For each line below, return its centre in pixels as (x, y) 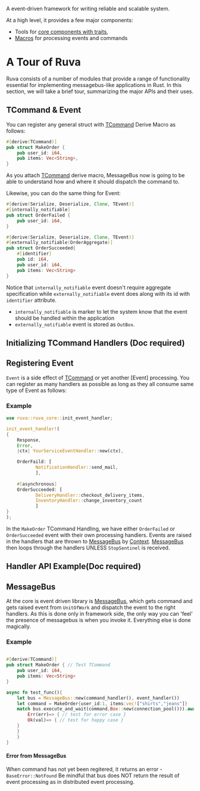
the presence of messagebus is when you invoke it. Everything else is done (99, 620)
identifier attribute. (31, 300)
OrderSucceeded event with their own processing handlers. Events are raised (99, 535)
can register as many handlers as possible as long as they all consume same (100, 384)
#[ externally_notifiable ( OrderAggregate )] (60, 243)
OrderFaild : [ (34, 462)
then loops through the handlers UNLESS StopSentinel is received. (88, 548)
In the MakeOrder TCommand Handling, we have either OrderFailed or (91, 529)
